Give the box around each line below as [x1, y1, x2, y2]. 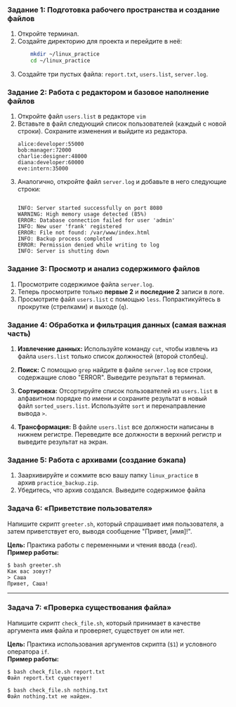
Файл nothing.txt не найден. [7, 693, 93, 700]
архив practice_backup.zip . [17, 479, 99, 487]
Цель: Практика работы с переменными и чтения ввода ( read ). [7, 541, 197, 549]
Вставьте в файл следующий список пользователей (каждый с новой [17, 119, 227, 128]
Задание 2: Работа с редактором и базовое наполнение [7, 87, 209, 97]
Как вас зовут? [7, 567, 52, 575]
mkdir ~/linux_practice [30, 51, 100, 58]
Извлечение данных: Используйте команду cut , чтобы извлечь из [17, 344, 218, 352]
